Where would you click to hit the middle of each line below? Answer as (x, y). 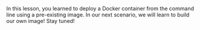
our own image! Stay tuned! (40, 21)
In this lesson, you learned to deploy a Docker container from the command (100, 9)
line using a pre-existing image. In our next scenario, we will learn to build (98, 15)
